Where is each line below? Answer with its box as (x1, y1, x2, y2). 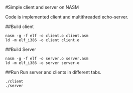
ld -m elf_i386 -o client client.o (5, 37, 80, 42)
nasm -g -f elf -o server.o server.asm (5, 56, 89, 61)
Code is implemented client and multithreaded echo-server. (5, 14, 128, 19)
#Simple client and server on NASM (5, 4, 79, 10)
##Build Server (5, 46, 37, 52)
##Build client (5, 23, 34, 29)
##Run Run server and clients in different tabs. (5, 69, 101, 75)
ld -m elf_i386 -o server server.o (5, 60, 80, 65)
